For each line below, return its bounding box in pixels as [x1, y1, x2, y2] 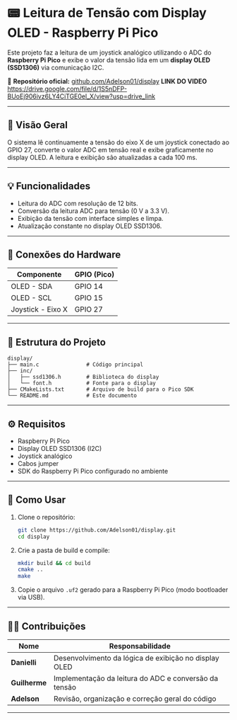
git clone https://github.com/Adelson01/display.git [17, 526, 176, 534]
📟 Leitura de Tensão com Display [7, 5, 207, 21]
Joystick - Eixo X [11, 304, 68, 314]
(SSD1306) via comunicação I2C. [7, 63, 104, 72]
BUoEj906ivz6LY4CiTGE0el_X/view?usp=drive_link [7, 92, 156, 101]
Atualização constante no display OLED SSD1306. [17, 222, 162, 230]
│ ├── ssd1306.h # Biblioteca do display [7, 374, 159, 381]
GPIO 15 [74, 293, 104, 303]
